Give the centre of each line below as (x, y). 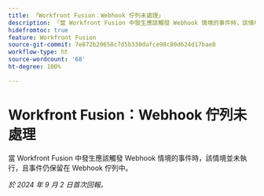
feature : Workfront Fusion (52, 37)
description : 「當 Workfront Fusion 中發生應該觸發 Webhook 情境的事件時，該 (128, 23)
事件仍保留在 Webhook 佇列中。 (81, 168)
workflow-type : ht (38, 52)
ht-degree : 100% (35, 67)
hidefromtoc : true (38, 30)
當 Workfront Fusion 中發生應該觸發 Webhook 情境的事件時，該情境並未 (124, 157)
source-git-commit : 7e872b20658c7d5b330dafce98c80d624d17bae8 (112, 45)
